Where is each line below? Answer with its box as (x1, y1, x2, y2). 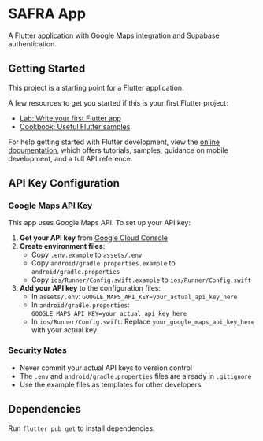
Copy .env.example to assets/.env (31, 250, 143, 260)
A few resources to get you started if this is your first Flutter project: (8, 98, 228, 107)
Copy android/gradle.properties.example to (31, 258, 176, 268)
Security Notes (8, 345, 67, 356)
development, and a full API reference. (8, 154, 133, 163)
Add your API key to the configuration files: (19, 283, 161, 293)
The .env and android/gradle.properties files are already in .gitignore (19, 371, 252, 380)
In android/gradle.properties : (31, 300, 130, 309)
